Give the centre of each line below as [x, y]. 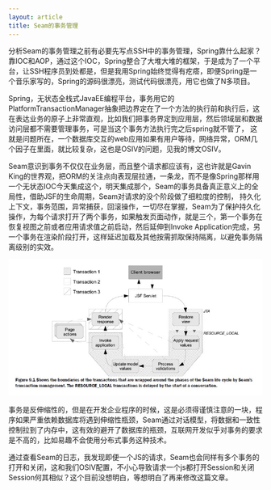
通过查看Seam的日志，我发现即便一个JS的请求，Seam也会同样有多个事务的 [134, 457]
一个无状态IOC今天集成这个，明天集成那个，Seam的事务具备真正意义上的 [130, 186]
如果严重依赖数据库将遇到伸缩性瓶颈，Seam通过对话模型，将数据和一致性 [138, 420]
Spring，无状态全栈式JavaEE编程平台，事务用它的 [92, 98]
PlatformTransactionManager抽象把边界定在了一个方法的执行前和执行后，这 [134, 108]
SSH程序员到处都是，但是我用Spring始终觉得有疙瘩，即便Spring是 [140, 71]
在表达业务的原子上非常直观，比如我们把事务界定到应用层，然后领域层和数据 [135, 118]
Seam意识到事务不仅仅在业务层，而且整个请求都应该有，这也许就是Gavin [130, 166]
